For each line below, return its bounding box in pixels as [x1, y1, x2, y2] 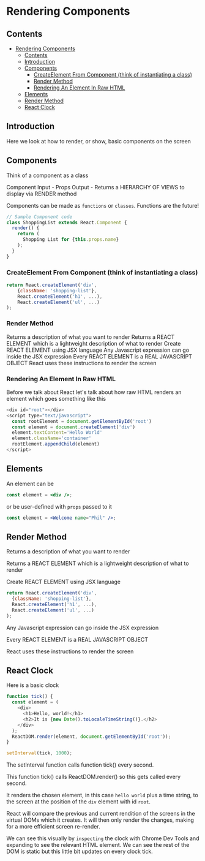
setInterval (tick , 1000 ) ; [6, 750, 72, 756]
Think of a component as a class [6, 172, 89, 179]
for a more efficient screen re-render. [6, 823, 100, 830]
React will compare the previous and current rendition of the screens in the [6, 810, 195, 817]
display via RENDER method [6, 190, 77, 197]
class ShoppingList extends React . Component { [6, 219, 127, 226]
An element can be [6, 480, 54, 487]
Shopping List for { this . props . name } [22, 237, 119, 243]
